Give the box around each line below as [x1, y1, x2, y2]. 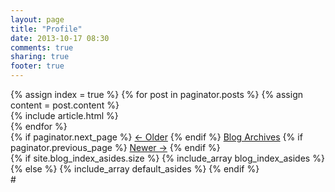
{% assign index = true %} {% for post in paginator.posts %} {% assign [10, 89, 303, 100]
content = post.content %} [10, 99, 120, 111]
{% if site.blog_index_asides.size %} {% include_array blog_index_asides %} [10, 152, 325, 164]
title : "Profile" [10, 24, 83, 34]
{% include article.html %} [10, 110, 119, 121]
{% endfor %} [10, 121, 68, 132]
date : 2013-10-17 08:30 [10, 33, 110, 43]
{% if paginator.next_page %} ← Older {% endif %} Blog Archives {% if [10, 131, 303, 143]
